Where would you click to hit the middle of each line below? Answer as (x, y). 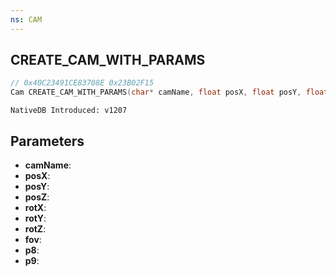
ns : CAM (26, 19)
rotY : (35, 218)
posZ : (37, 197)
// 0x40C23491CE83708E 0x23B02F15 (82, 83)
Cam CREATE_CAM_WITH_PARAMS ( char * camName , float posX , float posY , (156, 92)
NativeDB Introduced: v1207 (69, 111)
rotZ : (35, 229)
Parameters (47, 141)
